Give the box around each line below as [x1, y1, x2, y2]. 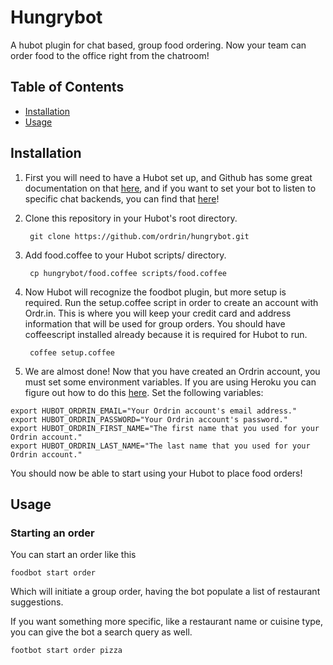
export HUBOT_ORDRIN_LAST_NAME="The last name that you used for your [10, 441, 311, 451]
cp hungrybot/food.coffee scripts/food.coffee [29, 268, 227, 278]
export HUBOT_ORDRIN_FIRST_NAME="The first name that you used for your [10, 423, 320, 433]
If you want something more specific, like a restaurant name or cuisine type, [10, 616, 324, 628]
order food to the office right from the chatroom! [10, 49, 210, 61]
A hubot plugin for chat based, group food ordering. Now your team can [10, 39, 307, 51]
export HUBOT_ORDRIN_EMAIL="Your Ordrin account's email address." [10, 406, 298, 416]
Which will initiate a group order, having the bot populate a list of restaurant [10, 586, 321, 598]
